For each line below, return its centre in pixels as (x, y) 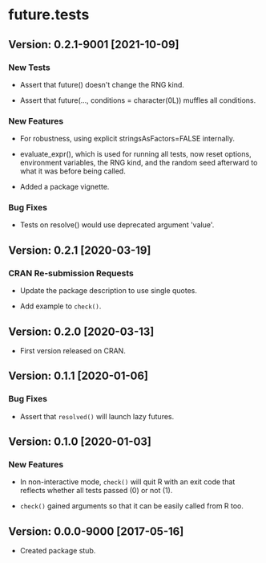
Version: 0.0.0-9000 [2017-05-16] (96, 531)
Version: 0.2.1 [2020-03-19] (80, 250)
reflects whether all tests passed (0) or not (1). (96, 491)
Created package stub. (58, 551)
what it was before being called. (73, 171)
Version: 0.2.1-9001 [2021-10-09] (94, 45)
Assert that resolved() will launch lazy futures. (97, 416)
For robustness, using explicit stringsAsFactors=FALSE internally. (127, 139)
